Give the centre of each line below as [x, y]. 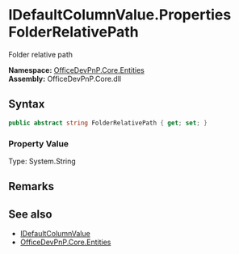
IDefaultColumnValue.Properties [120, 15]
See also [30, 214]
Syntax [27, 104]
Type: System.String [42, 161]
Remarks [31, 186]
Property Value [39, 143]
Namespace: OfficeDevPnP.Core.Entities [77, 70]
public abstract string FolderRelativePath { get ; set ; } [108, 123]
